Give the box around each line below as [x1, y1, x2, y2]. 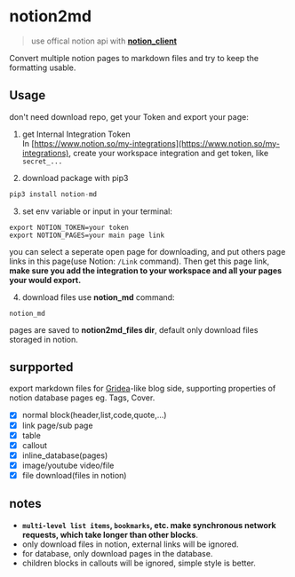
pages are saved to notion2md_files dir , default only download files [9, 324, 259, 335]
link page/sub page [21, 420, 93, 431]
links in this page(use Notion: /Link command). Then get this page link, [9, 256, 269, 266]
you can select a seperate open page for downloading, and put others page [9, 246, 286, 257]
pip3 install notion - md [9, 189, 98, 199]
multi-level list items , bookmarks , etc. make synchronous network [21, 519, 277, 530]
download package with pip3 [21, 172, 129, 183]
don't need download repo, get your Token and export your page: [9, 111, 249, 122]
